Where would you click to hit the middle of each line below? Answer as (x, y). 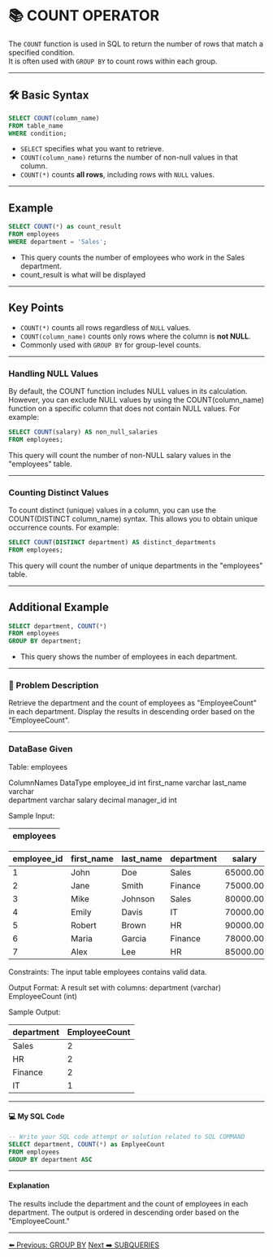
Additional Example (59, 607)
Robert (84, 925)
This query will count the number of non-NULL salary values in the (120, 455)
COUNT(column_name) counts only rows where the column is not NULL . (135, 336)
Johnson (138, 898)
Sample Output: (35, 1012)
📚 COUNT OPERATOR (84, 16)
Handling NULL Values (54, 373)
